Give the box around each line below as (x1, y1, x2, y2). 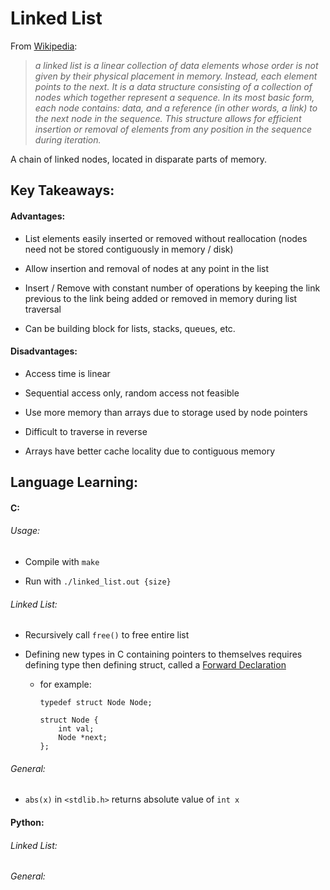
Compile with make (24, 555, 100, 567)
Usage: (10, 525, 41, 537)
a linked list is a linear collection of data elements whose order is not (34, 59, 319, 71)
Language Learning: (10, 474, 139, 491)
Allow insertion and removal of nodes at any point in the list (24, 262, 270, 274)
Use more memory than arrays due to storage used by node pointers (24, 406, 308, 418)
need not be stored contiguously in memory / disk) (24, 243, 234, 255)
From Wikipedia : (10, 40, 78, 52)
